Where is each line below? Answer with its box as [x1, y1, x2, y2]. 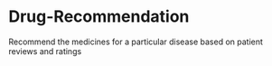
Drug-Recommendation [8, 6, 190, 27]
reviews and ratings [8, 45, 82, 56]
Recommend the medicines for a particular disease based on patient [8, 36, 264, 47]
